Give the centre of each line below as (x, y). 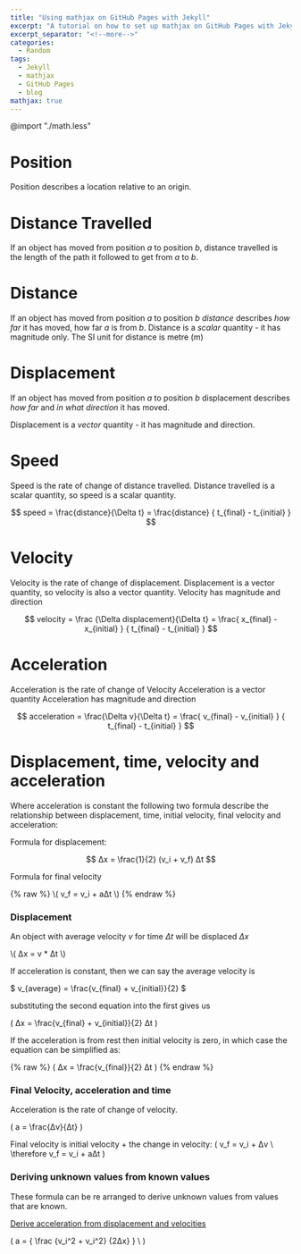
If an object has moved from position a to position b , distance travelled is (144, 248)
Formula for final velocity (56, 876)
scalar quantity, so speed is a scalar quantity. (93, 495)
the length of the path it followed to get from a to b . (105, 257)
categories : (32, 42)
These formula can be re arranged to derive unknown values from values (145, 1196)
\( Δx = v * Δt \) (38, 954)
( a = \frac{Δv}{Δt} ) (46, 1127)
